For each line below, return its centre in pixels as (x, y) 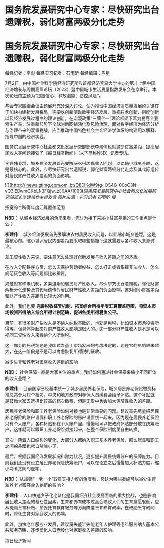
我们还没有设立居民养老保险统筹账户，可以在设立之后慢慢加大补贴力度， (82, 463)
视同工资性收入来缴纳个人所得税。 (39, 335)
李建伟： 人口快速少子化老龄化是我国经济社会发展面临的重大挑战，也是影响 (81, 495)
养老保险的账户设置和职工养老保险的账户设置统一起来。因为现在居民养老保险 (82, 417)
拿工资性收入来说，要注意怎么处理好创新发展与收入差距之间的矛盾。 (73, 257)
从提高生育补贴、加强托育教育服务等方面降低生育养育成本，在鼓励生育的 (78, 507)
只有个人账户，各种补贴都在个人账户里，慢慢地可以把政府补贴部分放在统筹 (80, 424)
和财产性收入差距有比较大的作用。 (39, 296)
